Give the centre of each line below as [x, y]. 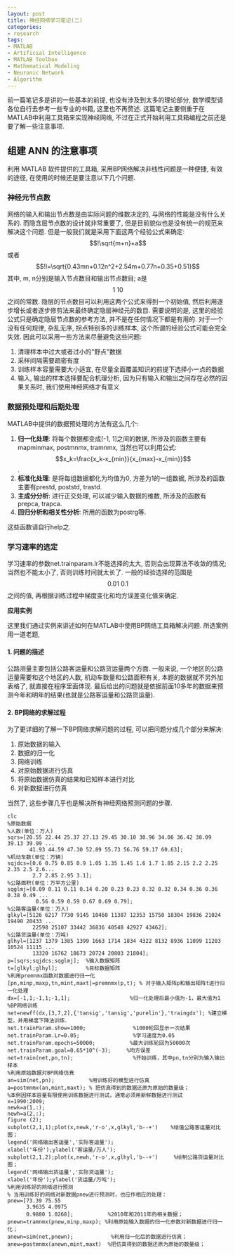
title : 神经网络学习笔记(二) [45, 20]
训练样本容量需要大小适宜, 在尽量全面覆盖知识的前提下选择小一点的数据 [121, 369]
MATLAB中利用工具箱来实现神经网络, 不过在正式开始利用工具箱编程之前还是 [117, 117]
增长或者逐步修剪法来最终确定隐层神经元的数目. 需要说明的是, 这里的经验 [118, 311]
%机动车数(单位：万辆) [36, 857]
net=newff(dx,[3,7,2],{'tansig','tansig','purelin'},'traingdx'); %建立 [115, 1013]
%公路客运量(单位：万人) [38, 909]
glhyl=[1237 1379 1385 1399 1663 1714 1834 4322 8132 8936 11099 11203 [114, 941]
